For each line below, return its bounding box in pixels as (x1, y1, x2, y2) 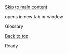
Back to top (5, 33, 29, 39)
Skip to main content (5, 4, 48, 10)
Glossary (5, 23, 24, 29)
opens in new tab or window (5, 14, 63, 19)
